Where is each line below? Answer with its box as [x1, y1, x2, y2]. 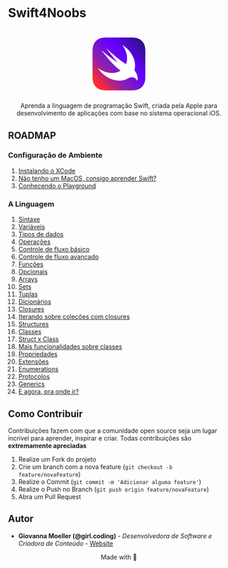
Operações [18, 237, 51, 246]
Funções [18, 260, 44, 268]
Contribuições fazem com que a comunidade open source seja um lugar [8, 426, 217, 435]
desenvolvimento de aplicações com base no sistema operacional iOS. [16, 109, 222, 118]
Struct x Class [18, 335, 59, 343]
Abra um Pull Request [18, 492, 82, 501]
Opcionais [18, 268, 48, 276]
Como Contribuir [8, 407, 83, 420]
